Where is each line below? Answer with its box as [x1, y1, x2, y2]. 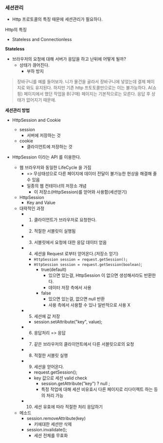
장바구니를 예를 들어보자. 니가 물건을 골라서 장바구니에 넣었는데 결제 [17, 79, 146, 85]
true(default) [41, 266, 67, 272]
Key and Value [26, 199, 56, 206]
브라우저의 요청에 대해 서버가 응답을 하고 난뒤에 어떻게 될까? [12, 56, 127, 62]
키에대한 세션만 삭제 [34, 421, 72, 427]
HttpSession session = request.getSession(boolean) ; [34, 262, 143, 267]
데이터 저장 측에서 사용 [48, 285, 91, 290]
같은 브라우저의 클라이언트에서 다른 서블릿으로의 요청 [34, 341, 134, 347]
